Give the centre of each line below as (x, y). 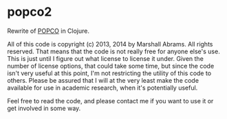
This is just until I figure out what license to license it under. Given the (106, 58)
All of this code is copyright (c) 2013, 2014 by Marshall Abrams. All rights (110, 44)
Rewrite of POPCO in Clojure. (48, 31)
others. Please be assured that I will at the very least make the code (103, 80)
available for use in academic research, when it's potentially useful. (102, 88)
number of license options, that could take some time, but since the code (111, 66)
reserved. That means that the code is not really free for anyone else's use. (113, 51)
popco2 (30, 12)
